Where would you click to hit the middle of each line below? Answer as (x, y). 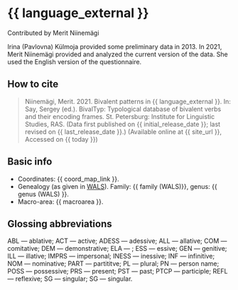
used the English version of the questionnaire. (75, 61)
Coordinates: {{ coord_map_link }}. (68, 179)
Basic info (30, 162)
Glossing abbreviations (60, 223)
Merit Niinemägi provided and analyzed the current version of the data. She (118, 54)
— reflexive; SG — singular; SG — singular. (70, 279)
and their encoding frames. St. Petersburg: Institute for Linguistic (120, 116)
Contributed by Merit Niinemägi (53, 33)
